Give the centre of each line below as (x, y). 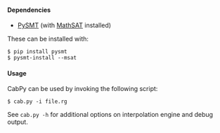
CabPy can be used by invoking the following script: (83, 89)
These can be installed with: (48, 39)
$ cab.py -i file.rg (38, 101)
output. (18, 122)
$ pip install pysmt (38, 52)
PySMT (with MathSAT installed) (64, 25)
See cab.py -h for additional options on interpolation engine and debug (110, 115)
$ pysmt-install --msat (42, 58)
